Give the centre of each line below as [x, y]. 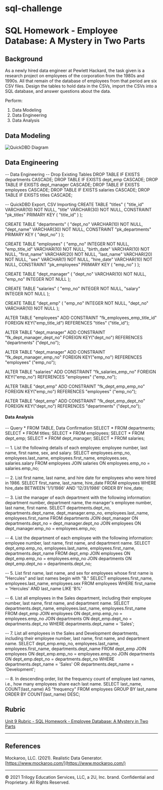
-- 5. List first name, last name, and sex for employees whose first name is [79, 573]
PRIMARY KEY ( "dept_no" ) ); [35, 234]
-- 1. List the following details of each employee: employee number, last [76, 448]
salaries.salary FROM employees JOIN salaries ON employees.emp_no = [78, 463]
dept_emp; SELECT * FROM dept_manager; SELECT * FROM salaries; [75, 438]
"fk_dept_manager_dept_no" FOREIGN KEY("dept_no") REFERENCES [74, 337]
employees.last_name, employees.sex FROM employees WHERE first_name [81, 584]
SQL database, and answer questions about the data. [58, 91]
